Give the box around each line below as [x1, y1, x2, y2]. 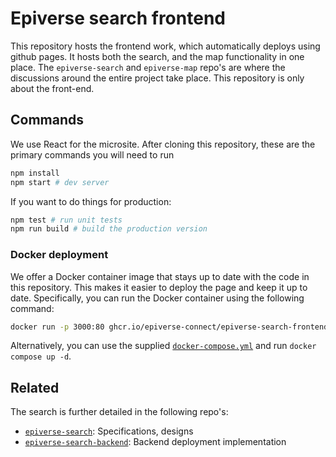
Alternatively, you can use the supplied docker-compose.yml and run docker [10, 340, 317, 352]
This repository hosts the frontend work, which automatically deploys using [10, 40, 321, 52]
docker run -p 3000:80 [10, 322, 105, 332]
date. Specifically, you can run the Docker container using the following [10, 292, 305, 304]
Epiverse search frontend [10, 7, 226, 30]
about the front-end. [10, 82, 95, 94]
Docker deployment [10, 248, 109, 262]
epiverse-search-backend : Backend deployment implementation [24, 436, 287, 448]
